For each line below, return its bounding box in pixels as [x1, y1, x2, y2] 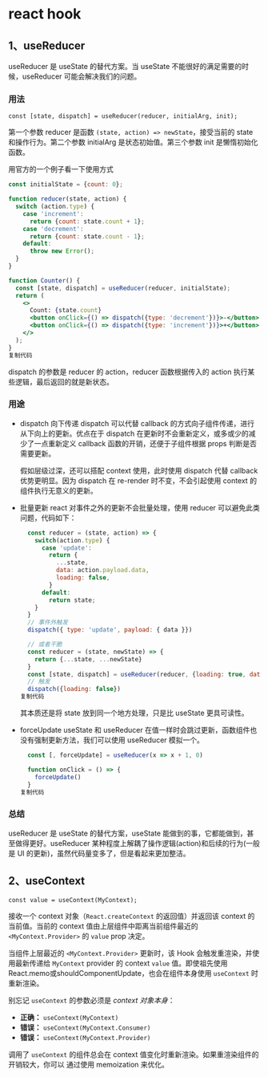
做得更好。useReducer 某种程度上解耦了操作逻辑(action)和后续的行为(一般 [14, 838, 260, 847]
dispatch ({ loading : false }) [27, 685, 122, 693]
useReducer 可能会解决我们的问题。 [22, 71, 142, 81]
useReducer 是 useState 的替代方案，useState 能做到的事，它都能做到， [8, 828, 247, 838]
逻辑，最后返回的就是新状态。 [14, 376, 114, 386]
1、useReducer [8, 39, 86, 52]
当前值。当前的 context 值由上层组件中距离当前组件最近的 [8, 921, 198, 931]
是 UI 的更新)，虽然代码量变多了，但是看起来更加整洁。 [8, 848, 190, 858]
